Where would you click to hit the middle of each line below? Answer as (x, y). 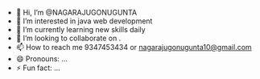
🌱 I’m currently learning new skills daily (81, 29)
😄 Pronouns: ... (42, 59)
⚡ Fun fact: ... (38, 68)
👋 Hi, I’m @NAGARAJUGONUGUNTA (76, 12)
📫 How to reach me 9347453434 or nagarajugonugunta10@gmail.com (134, 47)
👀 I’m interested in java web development (84, 21)
